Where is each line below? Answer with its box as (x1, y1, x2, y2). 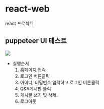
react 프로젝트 (5, 20, 34, 26)
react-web (5, 3, 50, 15)
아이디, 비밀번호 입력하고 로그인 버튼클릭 (20, 79, 99, 85)
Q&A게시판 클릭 (20, 85, 51, 91)
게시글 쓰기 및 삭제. (20, 92, 58, 98)
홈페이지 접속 (20, 67, 46, 73)
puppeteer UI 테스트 (5, 36, 67, 45)
